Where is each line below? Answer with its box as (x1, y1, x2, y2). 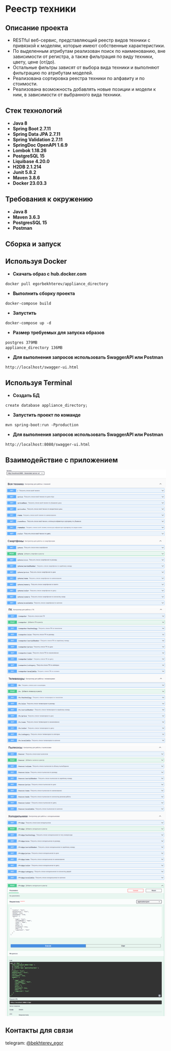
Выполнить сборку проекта (12, 290, 75, 296)
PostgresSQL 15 (12, 219, 47, 226)
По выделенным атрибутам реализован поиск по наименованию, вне (12, 48, 166, 54)
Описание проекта (5, 24, 68, 32)
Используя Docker (5, 257, 67, 266)
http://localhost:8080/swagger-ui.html (5, 442, 90, 447)
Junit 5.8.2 (12, 169, 37, 175)
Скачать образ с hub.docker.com (12, 270, 87, 277)
